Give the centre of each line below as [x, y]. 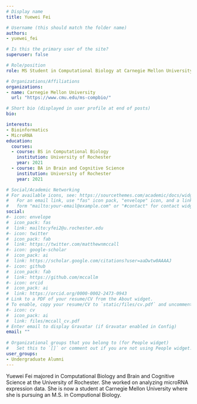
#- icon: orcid [25, 283]
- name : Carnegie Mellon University [51, 92]
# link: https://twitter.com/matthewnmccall [62, 245]
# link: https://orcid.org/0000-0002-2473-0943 [67, 294]
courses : [22, 146]
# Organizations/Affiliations [43, 81]
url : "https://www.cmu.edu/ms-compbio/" [61, 98]
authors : [17, 33]
